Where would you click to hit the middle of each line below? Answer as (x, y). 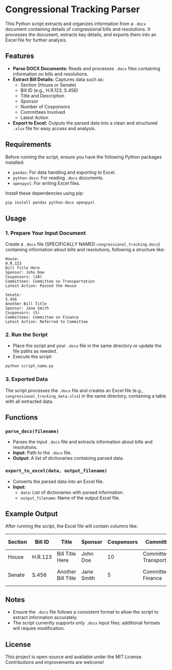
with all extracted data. (29, 401)
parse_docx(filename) (32, 431)
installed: (15, 162)
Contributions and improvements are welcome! (55, 662)
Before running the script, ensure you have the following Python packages (84, 157)
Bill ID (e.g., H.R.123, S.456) (49, 90)
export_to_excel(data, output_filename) (56, 471)
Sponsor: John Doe (25, 273)
